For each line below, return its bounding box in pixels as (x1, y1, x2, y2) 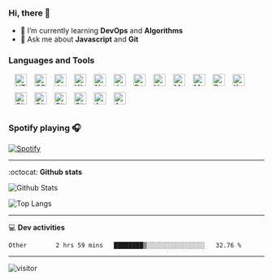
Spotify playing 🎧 (8, 122, 81, 133)
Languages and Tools (8, 55, 95, 66)
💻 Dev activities (8, 222, 65, 232)
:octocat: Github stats (8, 167, 83, 177)
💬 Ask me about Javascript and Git (19, 34, 139, 44)
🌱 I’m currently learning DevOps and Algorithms (19, 26, 184, 36)
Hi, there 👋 (8, 7, 51, 19)
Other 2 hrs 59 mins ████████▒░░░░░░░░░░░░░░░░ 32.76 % (8, 241, 242, 249)
